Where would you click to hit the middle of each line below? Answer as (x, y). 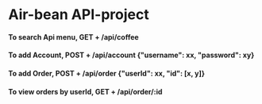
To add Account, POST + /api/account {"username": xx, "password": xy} (131, 55)
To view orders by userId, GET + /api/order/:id (85, 91)
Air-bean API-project (79, 15)
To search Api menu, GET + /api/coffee (73, 37)
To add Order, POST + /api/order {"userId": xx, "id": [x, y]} (106, 73)
